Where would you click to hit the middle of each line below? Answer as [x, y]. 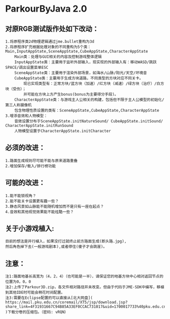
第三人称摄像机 [18, 105]
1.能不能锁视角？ [21, 196]
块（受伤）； [16, 89]
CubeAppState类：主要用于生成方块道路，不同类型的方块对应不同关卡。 [79, 78]
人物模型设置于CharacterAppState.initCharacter [63, 131]
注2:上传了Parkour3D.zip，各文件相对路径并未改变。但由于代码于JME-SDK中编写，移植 [85, 287]
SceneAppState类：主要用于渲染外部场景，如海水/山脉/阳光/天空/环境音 [81, 73]
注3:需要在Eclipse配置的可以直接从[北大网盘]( [49, 298]
